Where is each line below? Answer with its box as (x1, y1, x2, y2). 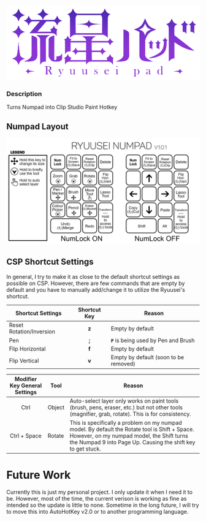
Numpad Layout (6, 121, 69, 132)
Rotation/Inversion (9, 328, 55, 335)
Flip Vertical (9, 357, 39, 364)
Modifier (14, 376, 37, 383)
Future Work (6, 468, 71, 482)
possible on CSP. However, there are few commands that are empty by (6, 280, 185, 287)
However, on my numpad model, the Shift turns (69, 432, 188, 439)
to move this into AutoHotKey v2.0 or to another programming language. (6, 508, 189, 515)
